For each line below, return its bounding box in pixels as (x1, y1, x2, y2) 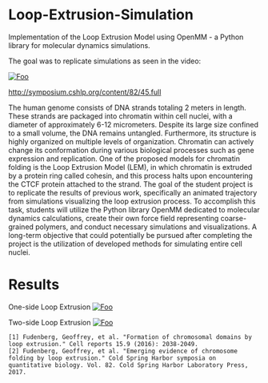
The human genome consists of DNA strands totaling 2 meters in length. (8, 103, 246, 112)
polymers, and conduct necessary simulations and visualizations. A (35, 222, 258, 232)
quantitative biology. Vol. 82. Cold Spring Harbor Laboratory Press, (8, 361, 249, 369)
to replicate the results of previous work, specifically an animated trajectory (8, 187, 258, 197)
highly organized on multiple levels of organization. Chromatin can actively (8, 136, 254, 146)
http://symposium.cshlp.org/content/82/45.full (8, 87, 162, 97)
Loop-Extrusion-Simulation (8, 6, 194, 24)
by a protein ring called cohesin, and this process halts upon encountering (8, 171, 254, 180)
